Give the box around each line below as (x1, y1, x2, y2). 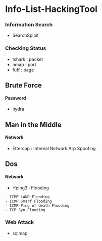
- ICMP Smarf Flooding (5, 199, 52, 204)
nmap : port (12, 61, 36, 68)
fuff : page (12, 67, 34, 73)
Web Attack (5, 219, 34, 226)
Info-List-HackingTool (5, 3, 98, 15)
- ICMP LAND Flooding (5, 194, 50, 199)
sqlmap (12, 230, 28, 236)
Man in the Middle (5, 120, 62, 129)
